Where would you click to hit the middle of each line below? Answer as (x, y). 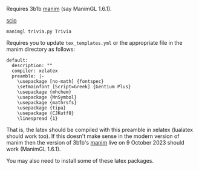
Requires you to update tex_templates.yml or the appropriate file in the (94, 43)
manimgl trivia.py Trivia (39, 31)
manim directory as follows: (41, 49)
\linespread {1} (38, 119)
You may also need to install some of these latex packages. (80, 161)
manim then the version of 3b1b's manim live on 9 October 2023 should (95, 142)
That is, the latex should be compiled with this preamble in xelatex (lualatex (100, 130)
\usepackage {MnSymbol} (47, 97)
